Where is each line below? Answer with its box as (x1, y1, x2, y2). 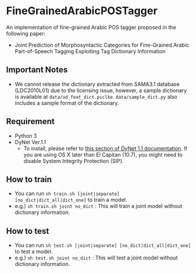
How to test (6, 226, 49, 236)
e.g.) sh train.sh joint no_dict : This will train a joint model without (14, 203, 182, 210)
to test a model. (14, 248, 53, 255)
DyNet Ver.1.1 (14, 138, 46, 145)
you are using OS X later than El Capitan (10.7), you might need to (23, 151, 183, 158)
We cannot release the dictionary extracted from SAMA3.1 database (14, 80, 180, 87)
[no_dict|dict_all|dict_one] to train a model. (14, 196, 128, 203)
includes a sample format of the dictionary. (14, 99, 119, 106)
